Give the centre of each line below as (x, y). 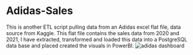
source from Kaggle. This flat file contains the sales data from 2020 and (93, 33)
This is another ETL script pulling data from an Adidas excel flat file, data (94, 27)
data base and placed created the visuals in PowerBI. (70, 46)
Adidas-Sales (39, 11)
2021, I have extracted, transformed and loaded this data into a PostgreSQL (97, 39)
